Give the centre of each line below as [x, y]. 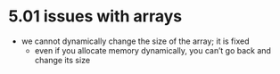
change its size [62, 60]
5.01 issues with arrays [95, 16]
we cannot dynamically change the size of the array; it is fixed [135, 41]
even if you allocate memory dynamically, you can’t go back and [152, 50]
